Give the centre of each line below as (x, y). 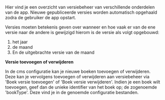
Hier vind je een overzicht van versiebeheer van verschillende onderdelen (80, 7)
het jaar (20, 42)
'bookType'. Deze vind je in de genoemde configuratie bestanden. (72, 92)
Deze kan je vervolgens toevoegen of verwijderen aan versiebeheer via (77, 77)
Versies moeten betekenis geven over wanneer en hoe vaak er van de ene (80, 27)
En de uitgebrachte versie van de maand (53, 52)
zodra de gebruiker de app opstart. (41, 17)
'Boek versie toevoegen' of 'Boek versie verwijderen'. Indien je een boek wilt (83, 82)
